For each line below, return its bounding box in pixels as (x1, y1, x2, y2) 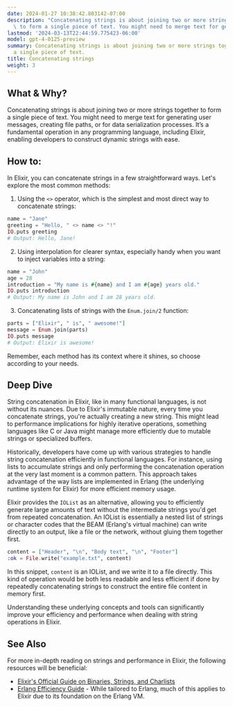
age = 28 (7, 275, 33, 282)
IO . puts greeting (7, 228, 58, 235)
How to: (7, 155, 42, 167)
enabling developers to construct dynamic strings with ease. (7, 135, 180, 144)
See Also (7, 638, 46, 649)
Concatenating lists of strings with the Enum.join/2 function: (17, 307, 189, 315)
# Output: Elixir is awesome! (7, 339, 95, 346)
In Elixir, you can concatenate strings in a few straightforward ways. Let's (7, 174, 216, 182)
